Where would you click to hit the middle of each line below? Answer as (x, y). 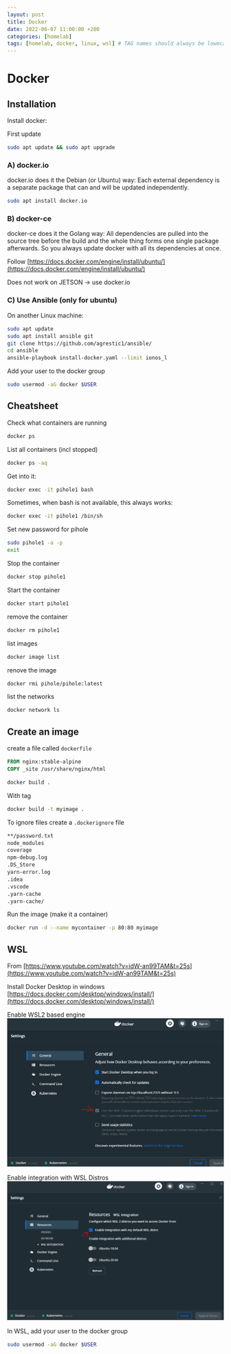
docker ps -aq (27, 463)
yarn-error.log (29, 873)
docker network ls (33, 710)
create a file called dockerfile (49, 748)
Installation (32, 104)
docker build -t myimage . (46, 809)
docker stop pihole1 (37, 577)
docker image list (33, 657)
